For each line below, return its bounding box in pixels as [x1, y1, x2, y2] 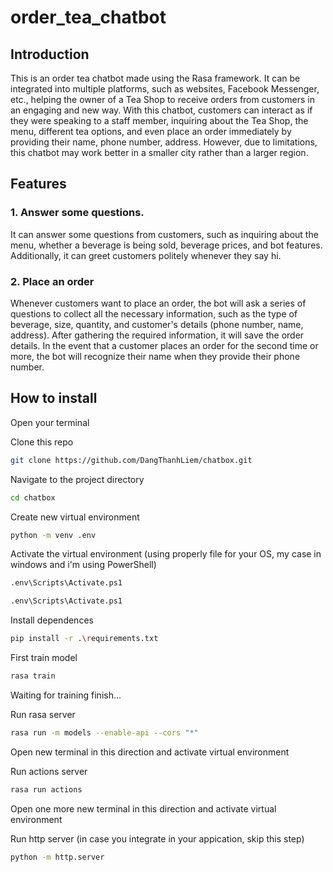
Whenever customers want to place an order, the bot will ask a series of [10, 297, 307, 309]
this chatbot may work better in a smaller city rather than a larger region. [10, 147, 309, 158]
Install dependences [10, 614, 94, 626]
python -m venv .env [10, 530, 97, 540]
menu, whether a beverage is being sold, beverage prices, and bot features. [10, 239, 323, 251]
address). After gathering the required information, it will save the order [10, 329, 305, 341]
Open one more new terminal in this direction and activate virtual [10, 802, 277, 815]
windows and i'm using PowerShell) [10, 559, 157, 571]
